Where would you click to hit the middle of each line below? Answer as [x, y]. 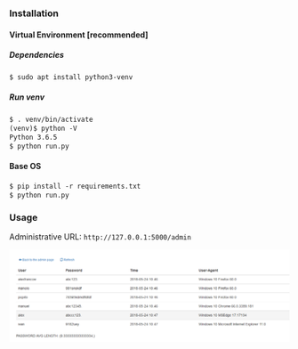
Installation [34, 13]
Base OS [25, 166]
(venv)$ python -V [43, 129]
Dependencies [37, 55]
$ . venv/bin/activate [51, 120]
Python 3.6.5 [33, 138]
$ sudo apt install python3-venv [71, 77]
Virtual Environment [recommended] [79, 35]
